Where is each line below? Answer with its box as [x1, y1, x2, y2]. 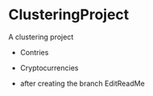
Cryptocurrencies [19, 62, 79, 73]
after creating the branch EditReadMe [19, 78, 145, 88]
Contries [19, 47, 49, 57]
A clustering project [8, 32, 74, 42]
